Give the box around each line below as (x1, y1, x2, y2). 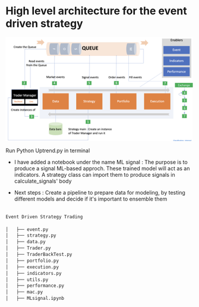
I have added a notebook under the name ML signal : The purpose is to (14, 158, 188, 165)
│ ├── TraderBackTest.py (5, 252, 72, 258)
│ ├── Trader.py (5, 245, 51, 251)
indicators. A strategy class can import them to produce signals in (14, 171, 176, 178)
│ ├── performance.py (5, 283, 65, 289)
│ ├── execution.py (5, 264, 59, 270)
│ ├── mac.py (5, 289, 43, 295)
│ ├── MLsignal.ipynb (5, 296, 65, 302)
